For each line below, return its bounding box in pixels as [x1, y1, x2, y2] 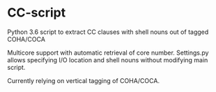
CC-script [7, 5, 66, 21]
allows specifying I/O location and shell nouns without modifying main [7, 55, 208, 64]
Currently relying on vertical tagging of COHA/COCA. [7, 76, 160, 84]
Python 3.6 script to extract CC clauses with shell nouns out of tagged [7, 28, 209, 36]
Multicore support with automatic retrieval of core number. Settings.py [7, 48, 209, 57]
